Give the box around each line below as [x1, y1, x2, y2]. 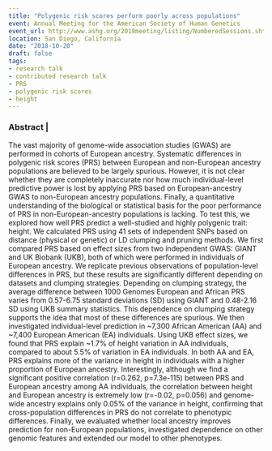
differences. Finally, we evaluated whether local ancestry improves [8, 415, 232, 426]
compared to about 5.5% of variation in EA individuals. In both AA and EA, [8, 346, 255, 357]
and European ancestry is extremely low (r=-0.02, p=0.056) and [8, 390, 223, 400]
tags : [8, 58, 27, 66]
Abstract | [8, 122, 49, 133]
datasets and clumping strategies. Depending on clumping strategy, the [8, 277, 247, 288]
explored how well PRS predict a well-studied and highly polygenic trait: [8, 217, 249, 227]
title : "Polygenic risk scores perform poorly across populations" [8, 11, 241, 20]
